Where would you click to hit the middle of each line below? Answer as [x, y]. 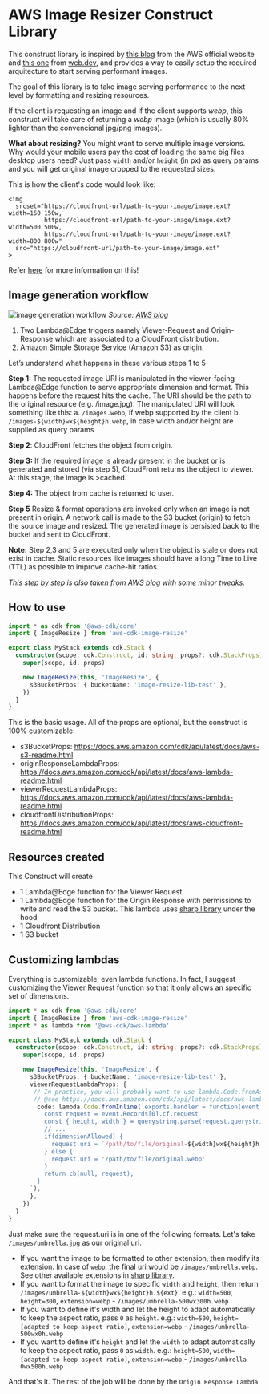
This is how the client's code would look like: [82, 184]
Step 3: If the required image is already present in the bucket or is [117, 460]
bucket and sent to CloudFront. [59, 534]
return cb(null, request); [89, 1174]
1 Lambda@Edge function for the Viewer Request [101, 892]
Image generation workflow [79, 296]
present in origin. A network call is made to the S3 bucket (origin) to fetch [129, 517]
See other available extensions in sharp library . [97, 1275]
